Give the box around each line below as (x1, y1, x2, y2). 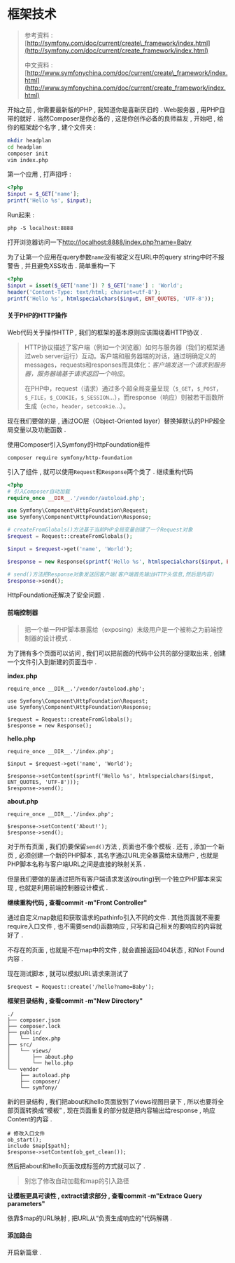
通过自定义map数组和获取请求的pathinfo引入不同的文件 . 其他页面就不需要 (7, 913, 220, 921)
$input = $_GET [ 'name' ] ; (7, 191, 80, 198)
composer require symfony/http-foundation (7, 454, 133, 461)
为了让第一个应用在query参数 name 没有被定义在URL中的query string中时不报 (7, 253, 225, 262)
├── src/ (7, 1041, 33, 1048)
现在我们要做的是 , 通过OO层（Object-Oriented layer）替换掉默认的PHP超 (7, 417, 220, 425)
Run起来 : (7, 211, 35, 219)
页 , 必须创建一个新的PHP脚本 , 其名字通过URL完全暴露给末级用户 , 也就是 (7, 851, 219, 859)
